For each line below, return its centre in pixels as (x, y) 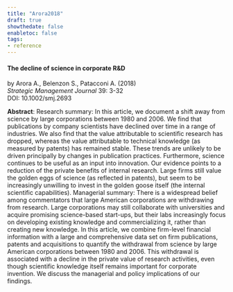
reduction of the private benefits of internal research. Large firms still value (114, 171)
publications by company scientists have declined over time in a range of (112, 126)
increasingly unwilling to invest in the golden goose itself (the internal (106, 185)
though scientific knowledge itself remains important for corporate (102, 266)
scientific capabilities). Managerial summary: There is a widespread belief (113, 193)
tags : (15, 40)
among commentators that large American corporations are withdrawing (110, 200)
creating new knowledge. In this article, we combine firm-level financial (109, 230)
